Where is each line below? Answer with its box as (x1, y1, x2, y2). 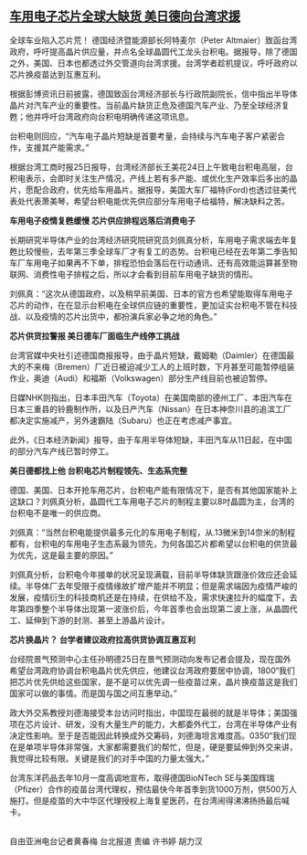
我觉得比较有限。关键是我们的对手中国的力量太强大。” (9, 753, 210, 764)
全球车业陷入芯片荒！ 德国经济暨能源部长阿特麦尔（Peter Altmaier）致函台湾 (9, 35, 298, 46)
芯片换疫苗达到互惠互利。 (9, 69, 106, 79)
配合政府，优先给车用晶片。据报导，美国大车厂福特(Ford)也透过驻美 (33, 184, 289, 195)
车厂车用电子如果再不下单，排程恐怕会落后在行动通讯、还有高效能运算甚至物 (9, 257, 298, 268)
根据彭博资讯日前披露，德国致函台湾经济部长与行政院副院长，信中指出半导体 (9, 88, 298, 99)
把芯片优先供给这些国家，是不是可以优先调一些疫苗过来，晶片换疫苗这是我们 (9, 676, 298, 687)
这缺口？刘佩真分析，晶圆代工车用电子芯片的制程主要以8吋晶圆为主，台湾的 (9, 496, 295, 507)
